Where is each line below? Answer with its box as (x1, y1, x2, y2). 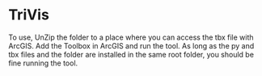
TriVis (8, 6, 50, 24)
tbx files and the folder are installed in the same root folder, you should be (8, 49, 255, 59)
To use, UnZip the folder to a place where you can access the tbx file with (8, 32, 254, 42)
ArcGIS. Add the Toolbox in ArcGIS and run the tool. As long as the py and (8, 40, 255, 50)
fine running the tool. (8, 58, 78, 68)
